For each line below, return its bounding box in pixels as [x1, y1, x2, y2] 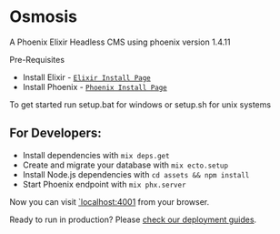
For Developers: [9, 126, 102, 141]
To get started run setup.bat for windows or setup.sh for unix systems [9, 98, 271, 110]
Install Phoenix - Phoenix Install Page [22, 81, 168, 92]
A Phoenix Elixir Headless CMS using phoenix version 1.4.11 [9, 36, 231, 47]
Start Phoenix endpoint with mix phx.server [22, 178, 186, 189]
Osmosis [9, 6, 77, 27]
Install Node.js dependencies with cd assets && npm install [22, 168, 250, 179]
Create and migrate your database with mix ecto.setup [22, 159, 229, 170]
